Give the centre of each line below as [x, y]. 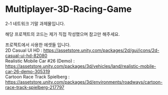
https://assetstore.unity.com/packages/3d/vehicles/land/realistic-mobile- [81, 66]
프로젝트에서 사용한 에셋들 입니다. [38, 45]
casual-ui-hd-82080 [26, 55]
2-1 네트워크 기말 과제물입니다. [35, 23]
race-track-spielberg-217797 [35, 87]
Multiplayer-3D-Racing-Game [68, 9]
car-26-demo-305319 [27, 71]
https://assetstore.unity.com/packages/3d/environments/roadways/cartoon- [84, 82]
